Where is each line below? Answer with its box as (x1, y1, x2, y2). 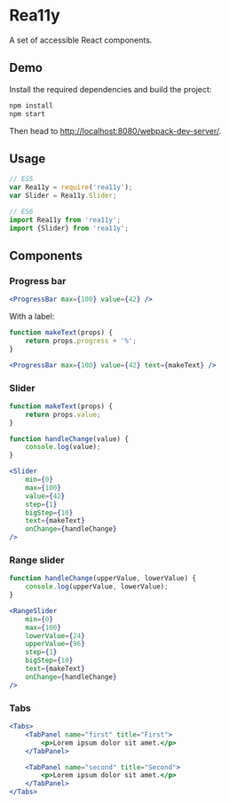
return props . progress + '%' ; (25, 336, 138, 345)
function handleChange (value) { (9, 434, 129, 444)
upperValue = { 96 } (25, 640, 86, 649)
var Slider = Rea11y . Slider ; (9, 192, 117, 201)
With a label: (9, 311, 55, 322)
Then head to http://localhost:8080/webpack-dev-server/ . (9, 125, 222, 136)
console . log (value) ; (25, 443, 101, 452)
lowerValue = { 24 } (25, 631, 86, 640)
